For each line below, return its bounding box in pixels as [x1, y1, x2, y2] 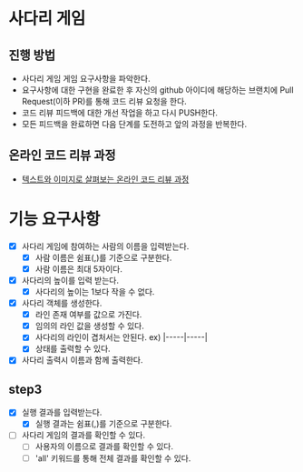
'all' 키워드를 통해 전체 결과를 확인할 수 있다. [34, 452, 191, 464]
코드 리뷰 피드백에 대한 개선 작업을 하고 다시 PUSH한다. [21, 107, 219, 118]
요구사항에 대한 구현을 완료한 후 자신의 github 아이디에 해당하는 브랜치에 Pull [21, 85, 294, 95]
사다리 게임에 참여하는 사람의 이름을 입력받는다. [21, 240, 190, 251]
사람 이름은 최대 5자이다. [34, 263, 123, 274]
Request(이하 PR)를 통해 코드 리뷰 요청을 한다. [21, 96, 187, 106]
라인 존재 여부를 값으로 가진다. [34, 309, 142, 320]
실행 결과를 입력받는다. [21, 407, 103, 418]
